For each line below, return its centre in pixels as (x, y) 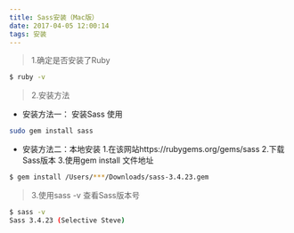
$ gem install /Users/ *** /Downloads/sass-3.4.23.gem (109, 177)
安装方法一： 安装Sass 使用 (72, 114)
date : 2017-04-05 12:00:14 (59, 26)
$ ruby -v (28, 77)
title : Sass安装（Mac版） (54, 17)
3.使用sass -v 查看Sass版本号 (85, 195)
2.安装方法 (50, 95)
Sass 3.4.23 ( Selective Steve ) (67, 220)
